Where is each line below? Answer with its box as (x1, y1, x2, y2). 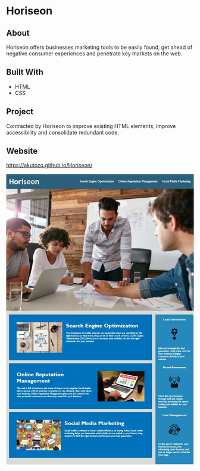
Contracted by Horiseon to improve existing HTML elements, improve (6, 122, 176, 129)
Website (6, 146, 37, 156)
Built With (6, 67, 43, 77)
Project (6, 107, 34, 117)
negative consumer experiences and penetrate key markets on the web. (6, 50, 183, 57)
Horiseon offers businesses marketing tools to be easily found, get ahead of (6, 43, 193, 51)
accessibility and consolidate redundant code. (6, 129, 120, 136)
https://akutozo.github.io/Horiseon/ (6, 162, 93, 169)
